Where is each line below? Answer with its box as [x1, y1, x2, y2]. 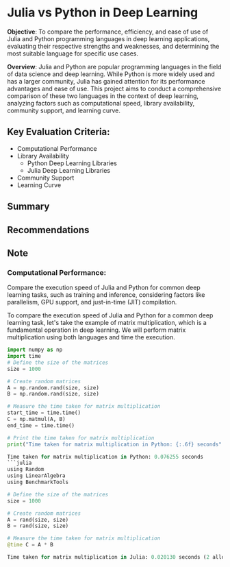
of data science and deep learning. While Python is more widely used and [7, 70, 216, 78]
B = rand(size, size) [7, 522, 69, 529]
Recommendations [7, 224, 90, 236]
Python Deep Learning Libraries [27, 159, 118, 167]
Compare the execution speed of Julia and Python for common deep [7, 283, 201, 292]
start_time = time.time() [7, 409, 81, 416]
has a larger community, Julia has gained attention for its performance [7, 77, 205, 85]
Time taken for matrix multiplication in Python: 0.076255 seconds [7, 453, 204, 460]
